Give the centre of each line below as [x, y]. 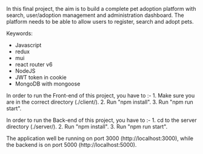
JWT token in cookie [41, 77]
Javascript [28, 45]
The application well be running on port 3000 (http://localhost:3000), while [100, 138]
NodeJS [25, 71]
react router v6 [34, 64]
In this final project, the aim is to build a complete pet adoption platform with [101, 9]
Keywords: [20, 33]
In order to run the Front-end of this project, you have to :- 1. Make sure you [101, 95]
